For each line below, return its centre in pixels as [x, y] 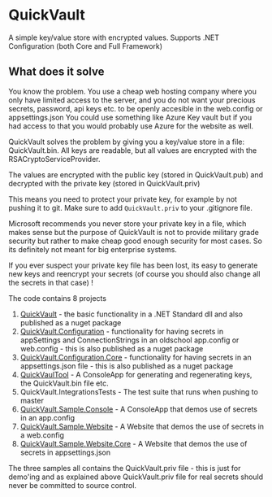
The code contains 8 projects [58, 298]
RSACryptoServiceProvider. [54, 159]
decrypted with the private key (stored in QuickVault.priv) [104, 183]
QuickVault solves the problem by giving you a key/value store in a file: [127, 142]
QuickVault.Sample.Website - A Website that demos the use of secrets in [142, 426]
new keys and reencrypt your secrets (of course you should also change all [134, 273]
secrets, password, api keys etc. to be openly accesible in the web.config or [136, 108]
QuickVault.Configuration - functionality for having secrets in [122, 331]
